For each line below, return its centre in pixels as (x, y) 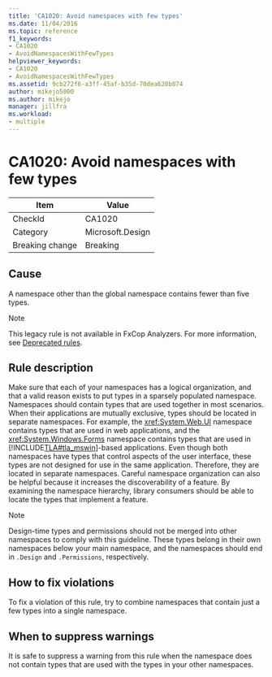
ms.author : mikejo (39, 99)
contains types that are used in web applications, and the (104, 431)
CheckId (28, 219)
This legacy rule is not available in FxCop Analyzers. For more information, (133, 333)
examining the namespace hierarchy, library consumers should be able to (131, 491)
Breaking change (45, 245)
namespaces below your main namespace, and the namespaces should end (136, 549)
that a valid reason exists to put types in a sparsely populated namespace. (133, 396)
